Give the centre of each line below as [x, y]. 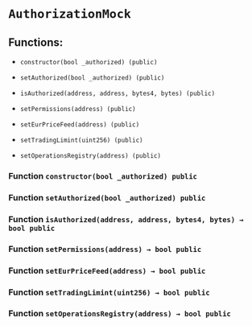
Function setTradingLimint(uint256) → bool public [109, 292]
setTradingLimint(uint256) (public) [81, 140]
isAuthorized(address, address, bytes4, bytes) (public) [118, 93]
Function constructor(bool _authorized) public [103, 175]
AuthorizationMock [70, 14]
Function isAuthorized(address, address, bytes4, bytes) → [126, 219]
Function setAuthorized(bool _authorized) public [107, 197]
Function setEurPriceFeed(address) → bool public [107, 270]
